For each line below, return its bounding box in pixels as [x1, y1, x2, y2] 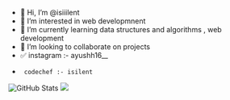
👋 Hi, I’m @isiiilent [19, 8, 80, 17]
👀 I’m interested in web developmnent [19, 16, 146, 26]
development [19, 33, 65, 43]
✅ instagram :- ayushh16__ [19, 51, 109, 60]
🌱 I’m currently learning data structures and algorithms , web [19, 25, 222, 34]
